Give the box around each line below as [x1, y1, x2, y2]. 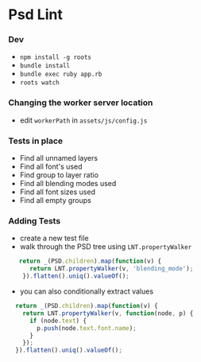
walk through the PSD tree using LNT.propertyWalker [19, 242, 192, 251]
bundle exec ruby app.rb [19, 70, 102, 79]
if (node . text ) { [29, 317, 87, 325]
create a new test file [19, 233, 89, 243]
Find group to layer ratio [19, 170, 99, 180]
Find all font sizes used [19, 187, 95, 197]
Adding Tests [8, 216, 61, 226]
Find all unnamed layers [19, 154, 98, 163]
